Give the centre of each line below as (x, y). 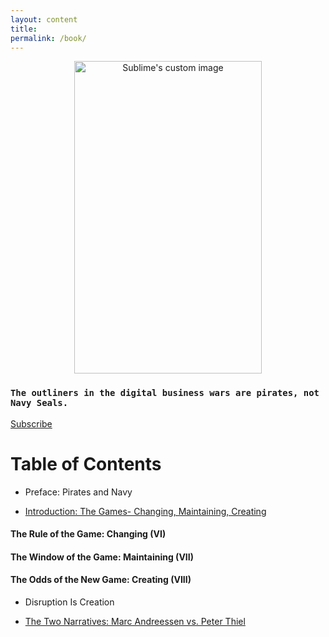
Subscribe (31, 423)
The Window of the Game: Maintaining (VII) (102, 557)
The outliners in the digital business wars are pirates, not (165, 393)
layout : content (44, 19)
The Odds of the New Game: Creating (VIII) (101, 580)
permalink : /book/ (48, 38)
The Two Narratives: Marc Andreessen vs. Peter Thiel (135, 621)
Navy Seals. (39, 403)
